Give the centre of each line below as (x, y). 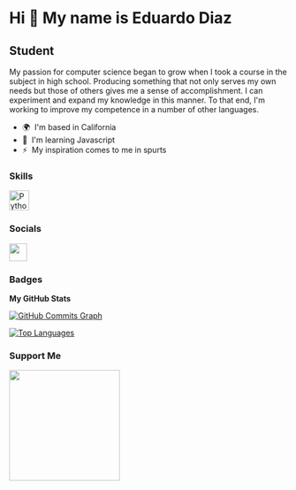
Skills (21, 176)
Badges (26, 279)
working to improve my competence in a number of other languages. (134, 109)
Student (32, 51)
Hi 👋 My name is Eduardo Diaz (121, 18)
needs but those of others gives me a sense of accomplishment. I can (136, 91)
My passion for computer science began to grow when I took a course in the (148, 72)
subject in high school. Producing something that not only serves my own (143, 81)
